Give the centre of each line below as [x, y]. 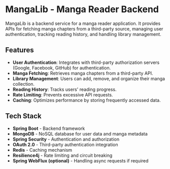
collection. [23, 84]
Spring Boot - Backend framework [49, 128]
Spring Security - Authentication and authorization [66, 139]
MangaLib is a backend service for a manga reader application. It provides [83, 23]
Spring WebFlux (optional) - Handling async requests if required [80, 160]
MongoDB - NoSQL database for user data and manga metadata [80, 133]
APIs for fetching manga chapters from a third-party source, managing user [84, 28]
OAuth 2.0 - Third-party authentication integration [65, 144]
